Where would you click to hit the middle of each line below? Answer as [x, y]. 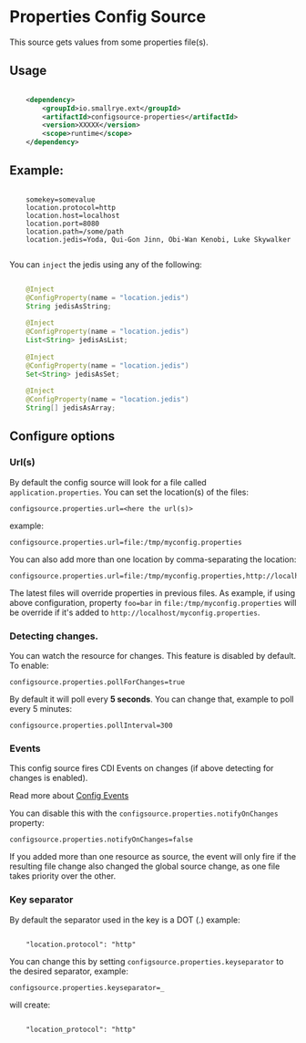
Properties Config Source [108, 17]
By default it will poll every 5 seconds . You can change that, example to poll [152, 699]
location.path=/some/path [75, 231]
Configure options [62, 437]
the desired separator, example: [69, 971]
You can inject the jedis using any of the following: [106, 264]
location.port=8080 [63, 224]
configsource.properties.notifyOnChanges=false [102, 840]
